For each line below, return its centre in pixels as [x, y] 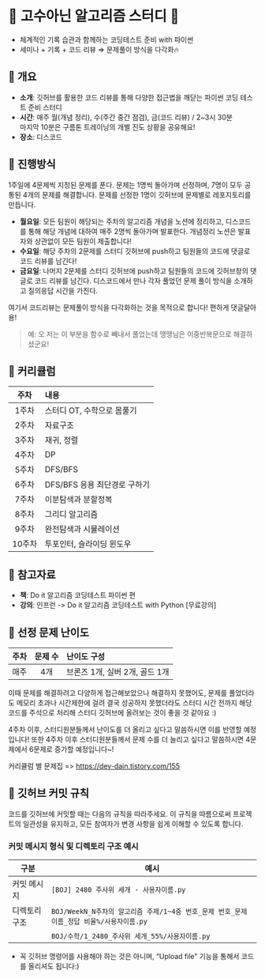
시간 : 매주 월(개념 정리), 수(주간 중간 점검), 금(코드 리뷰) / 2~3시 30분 [126, 117]
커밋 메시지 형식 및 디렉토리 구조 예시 [74, 846]
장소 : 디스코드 [41, 137]
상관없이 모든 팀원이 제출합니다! [83, 241]
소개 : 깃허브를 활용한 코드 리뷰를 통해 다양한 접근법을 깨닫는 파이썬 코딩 [129, 97]
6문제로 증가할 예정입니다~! [71, 749]
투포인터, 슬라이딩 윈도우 [88, 544]
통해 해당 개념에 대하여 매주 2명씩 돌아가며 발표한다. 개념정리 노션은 [132, 231]
